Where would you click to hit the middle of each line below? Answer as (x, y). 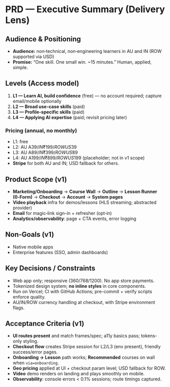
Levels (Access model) (42, 83)
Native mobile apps (33, 247)
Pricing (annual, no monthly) (41, 130)
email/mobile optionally (37, 101)
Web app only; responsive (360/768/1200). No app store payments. (83, 281)
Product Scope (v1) (36, 179)
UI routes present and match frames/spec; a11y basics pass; (76, 336)
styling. (31, 341)
